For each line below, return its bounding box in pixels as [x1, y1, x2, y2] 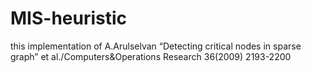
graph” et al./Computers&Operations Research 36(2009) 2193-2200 [10, 50, 292, 62]
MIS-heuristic [10, 7, 128, 30]
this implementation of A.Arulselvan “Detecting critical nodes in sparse [10, 40, 302, 52]
